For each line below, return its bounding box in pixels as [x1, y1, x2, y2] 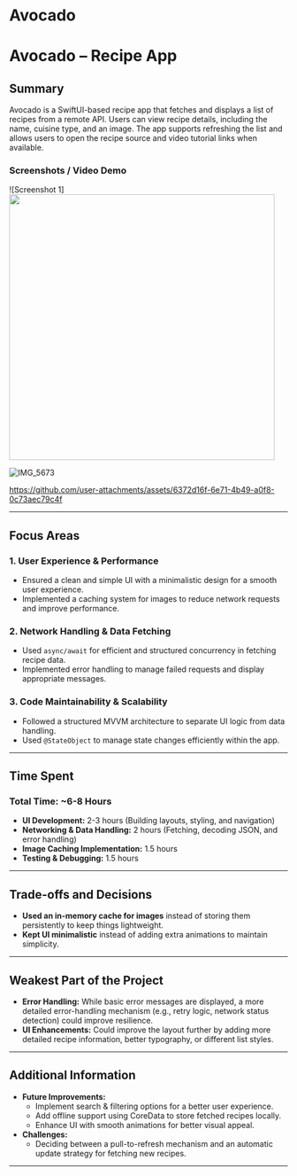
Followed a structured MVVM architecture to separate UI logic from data [21, 715, 286, 727]
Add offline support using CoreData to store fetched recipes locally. [34, 1110, 282, 1121]
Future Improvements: [21, 1091, 106, 1102]
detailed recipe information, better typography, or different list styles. [21, 1034, 274, 1045]
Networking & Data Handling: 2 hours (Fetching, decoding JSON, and [21, 825, 278, 836]
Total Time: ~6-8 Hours [9, 795, 112, 807]
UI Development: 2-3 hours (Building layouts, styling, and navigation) [21, 815, 276, 826]
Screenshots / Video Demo [9, 165, 126, 177]
